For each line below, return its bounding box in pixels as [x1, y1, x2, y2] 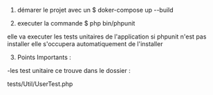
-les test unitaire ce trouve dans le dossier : [7, 67, 131, 74]
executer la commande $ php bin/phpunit [17, 19, 136, 27]
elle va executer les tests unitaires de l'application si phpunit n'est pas [7, 32, 207, 41]
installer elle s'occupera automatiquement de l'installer [7, 40, 163, 47]
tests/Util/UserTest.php [7, 80, 73, 88]
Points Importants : [17, 53, 71, 61]
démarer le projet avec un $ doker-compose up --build [17, 6, 174, 14]
